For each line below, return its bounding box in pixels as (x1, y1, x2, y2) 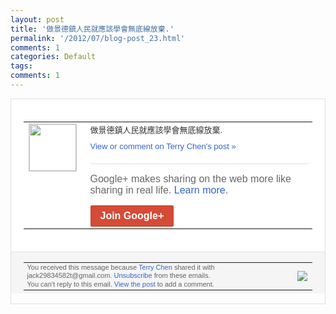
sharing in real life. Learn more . (89, 184, 229, 196)
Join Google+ (99, 209, 165, 221)
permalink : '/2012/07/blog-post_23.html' (10, 33, 186, 43)
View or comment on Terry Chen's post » (89, 141, 237, 151)
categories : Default (10, 52, 97, 62)
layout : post (10, 14, 65, 25)
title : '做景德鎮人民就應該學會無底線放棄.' (10, 24, 175, 34)
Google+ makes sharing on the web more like (89, 172, 292, 185)
